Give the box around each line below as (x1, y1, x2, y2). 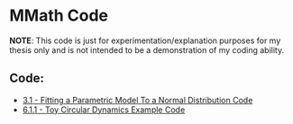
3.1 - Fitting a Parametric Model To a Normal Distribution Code (22, 94, 253, 105)
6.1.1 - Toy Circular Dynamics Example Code (22, 104, 186, 115)
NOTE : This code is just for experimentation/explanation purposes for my (9, 35, 281, 46)
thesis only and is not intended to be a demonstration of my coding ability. (9, 44, 285, 55)
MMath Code (9, 5, 109, 26)
